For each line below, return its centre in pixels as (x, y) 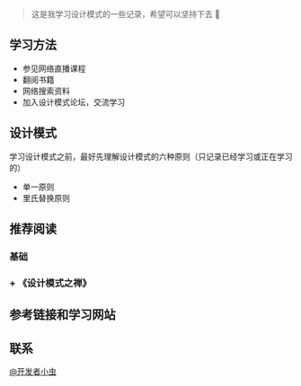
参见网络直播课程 (54, 68)
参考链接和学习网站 (62, 315)
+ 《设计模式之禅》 (50, 283)
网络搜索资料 (46, 91)
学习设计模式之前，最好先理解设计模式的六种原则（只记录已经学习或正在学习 (151, 156)
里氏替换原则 (46, 197)
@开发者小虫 (33, 372)
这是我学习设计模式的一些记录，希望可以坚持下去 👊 (125, 14)
